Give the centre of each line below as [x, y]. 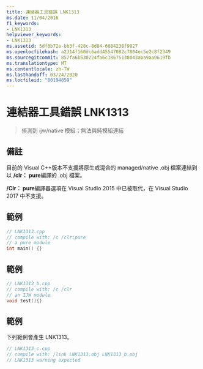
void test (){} [24, 300]
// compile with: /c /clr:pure [46, 237]
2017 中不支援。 [27, 196]
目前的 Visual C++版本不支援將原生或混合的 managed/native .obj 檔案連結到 [102, 167]
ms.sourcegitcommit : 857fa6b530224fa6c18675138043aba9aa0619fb [89, 58]
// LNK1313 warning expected [43, 360]
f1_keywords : [23, 23]
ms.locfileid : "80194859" [39, 80]
